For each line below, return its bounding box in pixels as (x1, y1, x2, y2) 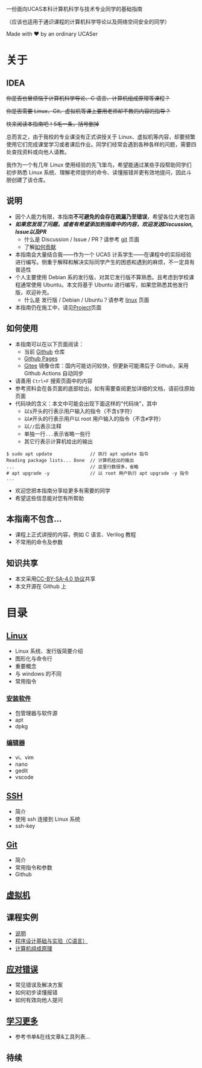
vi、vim (14, 753, 34, 761)
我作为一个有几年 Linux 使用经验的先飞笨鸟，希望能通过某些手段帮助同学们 (6, 161, 192, 168)
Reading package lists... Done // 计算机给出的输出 (6, 457, 134, 463)
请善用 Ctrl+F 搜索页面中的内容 (14, 377, 93, 384)
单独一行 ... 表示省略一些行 (24, 430, 91, 437)
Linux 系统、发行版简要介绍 (14, 647, 83, 655)
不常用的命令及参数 (14, 538, 63, 546)
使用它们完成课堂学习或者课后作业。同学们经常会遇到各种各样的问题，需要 (6, 141, 191, 148)
